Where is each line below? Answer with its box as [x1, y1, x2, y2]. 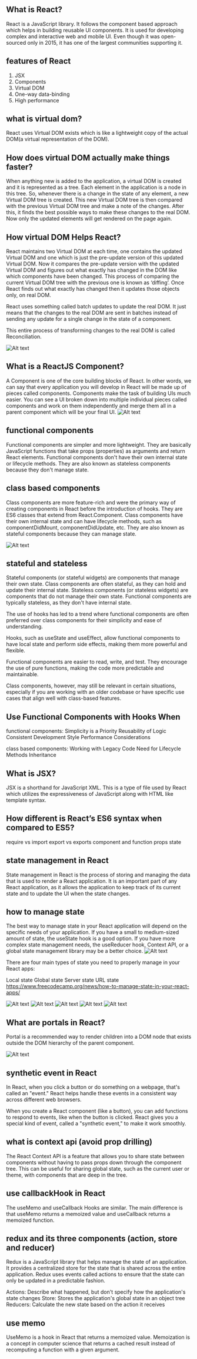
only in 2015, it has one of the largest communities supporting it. [27, 39, 183, 46]
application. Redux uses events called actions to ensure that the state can [6, 1271, 185, 1278]
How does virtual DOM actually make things [6, 152, 171, 162]
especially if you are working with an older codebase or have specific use [6, 689, 185, 696]
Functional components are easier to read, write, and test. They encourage [6, 659, 188, 666]
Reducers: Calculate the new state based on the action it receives [6, 1301, 165, 1308]
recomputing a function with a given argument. [6, 1346, 120, 1353]
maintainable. [6, 671, 39, 678]
